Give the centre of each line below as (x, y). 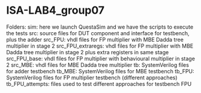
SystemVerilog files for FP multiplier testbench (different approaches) (92, 77)
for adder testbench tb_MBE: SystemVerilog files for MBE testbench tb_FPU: (100, 71)
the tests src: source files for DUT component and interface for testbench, (98, 33)
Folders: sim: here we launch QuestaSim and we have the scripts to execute (100, 27)
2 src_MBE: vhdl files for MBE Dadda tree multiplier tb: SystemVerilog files (97, 65)
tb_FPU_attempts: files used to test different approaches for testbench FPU (99, 83)
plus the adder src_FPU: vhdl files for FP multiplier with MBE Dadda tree (95, 39)
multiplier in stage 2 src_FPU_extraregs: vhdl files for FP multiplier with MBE (100, 46)
